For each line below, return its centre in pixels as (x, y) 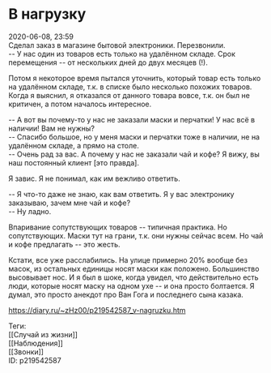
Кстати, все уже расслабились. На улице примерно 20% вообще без (128, 259)
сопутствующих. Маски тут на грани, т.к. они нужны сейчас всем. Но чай (136, 235)
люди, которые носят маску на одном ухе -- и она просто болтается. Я (131, 285)
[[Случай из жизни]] (43, 334)
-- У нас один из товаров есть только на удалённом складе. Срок (122, 54)
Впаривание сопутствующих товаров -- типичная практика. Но (118, 227)
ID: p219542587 (35, 360)
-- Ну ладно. (30, 211)
